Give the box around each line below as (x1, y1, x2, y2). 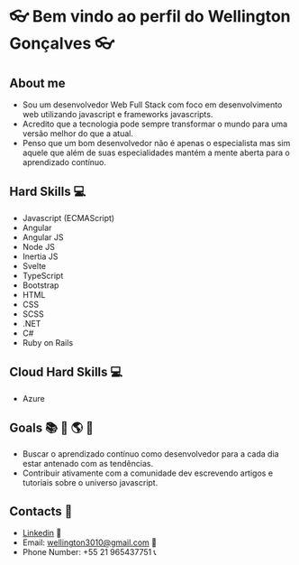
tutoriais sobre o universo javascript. (22, 477, 159, 488)
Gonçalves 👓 (9, 33, 114, 54)
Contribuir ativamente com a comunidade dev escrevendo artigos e (22, 468, 273, 478)
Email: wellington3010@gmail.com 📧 (22, 537, 158, 548)
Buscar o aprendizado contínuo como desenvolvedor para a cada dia (22, 449, 279, 459)
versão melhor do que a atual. (22, 128, 133, 139)
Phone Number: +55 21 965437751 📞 (22, 547, 158, 558)
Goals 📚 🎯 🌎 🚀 (9, 421, 95, 436)
